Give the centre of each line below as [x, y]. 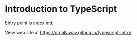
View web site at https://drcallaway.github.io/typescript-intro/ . [69, 32]
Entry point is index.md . [29, 23]
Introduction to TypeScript [61, 9]
